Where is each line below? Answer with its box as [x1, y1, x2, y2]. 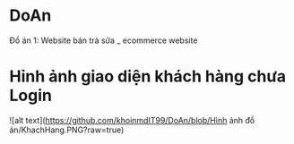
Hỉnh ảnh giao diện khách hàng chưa [9, 66, 287, 87]
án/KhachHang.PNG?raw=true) [9, 124, 125, 135]
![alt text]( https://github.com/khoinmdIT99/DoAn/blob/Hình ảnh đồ [9, 114, 255, 125]
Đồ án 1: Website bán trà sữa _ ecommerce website [9, 35, 198, 46]
